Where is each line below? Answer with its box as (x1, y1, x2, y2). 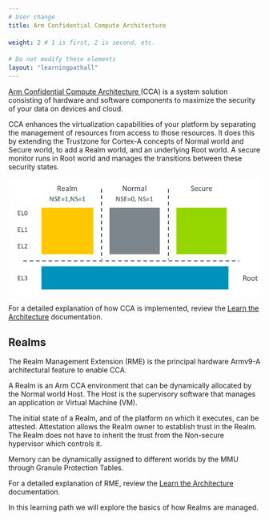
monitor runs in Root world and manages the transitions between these (8, 153, 243, 163)
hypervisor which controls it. (8, 439, 102, 449)
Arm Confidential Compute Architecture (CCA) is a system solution (8, 87, 228, 96)
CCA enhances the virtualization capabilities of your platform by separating (8, 119, 256, 128)
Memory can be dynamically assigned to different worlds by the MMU (8, 454, 239, 465)
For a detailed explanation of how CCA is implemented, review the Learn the (8, 303, 259, 313)
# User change (8, 13, 56, 21)
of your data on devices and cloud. (8, 104, 123, 113)
